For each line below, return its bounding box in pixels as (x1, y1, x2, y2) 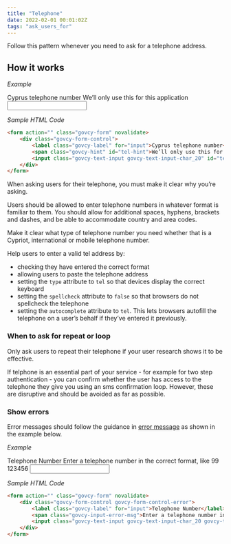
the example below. (7, 430, 63, 438)
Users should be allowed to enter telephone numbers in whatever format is (7, 201, 219, 209)
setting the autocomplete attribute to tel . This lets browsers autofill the (16, 307, 217, 315)
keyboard (16, 285, 45, 293)
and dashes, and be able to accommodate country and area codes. (7, 215, 197, 224)
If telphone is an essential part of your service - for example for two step (7, 367, 213, 376)
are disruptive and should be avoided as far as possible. (7, 390, 166, 398)
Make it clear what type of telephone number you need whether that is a (7, 229, 212, 237)
